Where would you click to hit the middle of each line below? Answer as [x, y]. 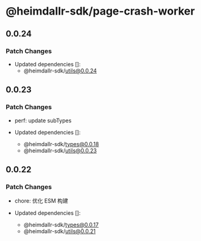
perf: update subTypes [43, 120]
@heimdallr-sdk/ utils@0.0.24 [60, 71]
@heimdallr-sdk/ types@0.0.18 [61, 144]
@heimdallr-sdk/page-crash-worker [100, 11]
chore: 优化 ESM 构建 [41, 201]
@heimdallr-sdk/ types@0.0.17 [61, 225]
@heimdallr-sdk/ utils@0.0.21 [59, 231]
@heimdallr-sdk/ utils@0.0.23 [60, 150]
